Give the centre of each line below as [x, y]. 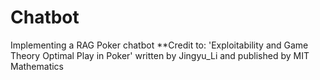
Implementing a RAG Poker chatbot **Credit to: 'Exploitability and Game [159, 45]
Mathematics [37, 66]
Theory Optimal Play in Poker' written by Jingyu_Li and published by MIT [160, 55]
